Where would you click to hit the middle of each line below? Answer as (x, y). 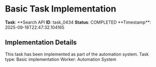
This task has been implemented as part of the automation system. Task (77, 54)
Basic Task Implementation (61, 9)
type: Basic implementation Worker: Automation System (61, 59)
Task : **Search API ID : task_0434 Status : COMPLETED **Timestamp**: (78, 22)
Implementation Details (41, 43)
